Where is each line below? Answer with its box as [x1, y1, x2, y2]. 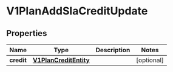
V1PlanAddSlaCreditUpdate [6, 4, 148, 18]
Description [95, 46, 131, 54]
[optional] [135, 56, 164, 64]
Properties [6, 28, 47, 38]
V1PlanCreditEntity [32, 56, 90, 64]
